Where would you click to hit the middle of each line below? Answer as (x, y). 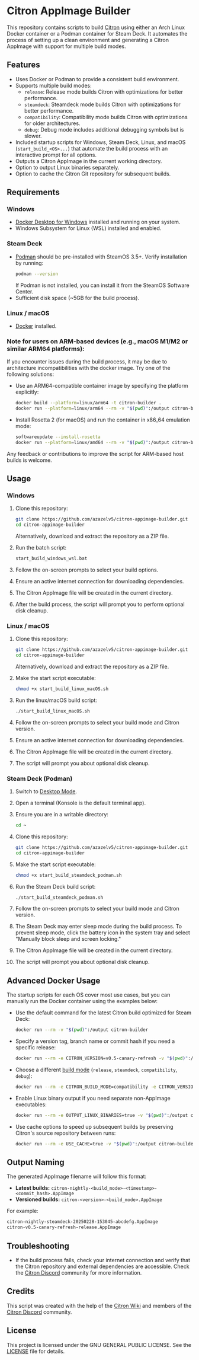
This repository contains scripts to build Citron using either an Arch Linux (96, 27)
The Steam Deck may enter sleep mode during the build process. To (99, 927)
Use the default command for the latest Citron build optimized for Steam (103, 1013)
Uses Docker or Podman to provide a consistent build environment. (97, 79)
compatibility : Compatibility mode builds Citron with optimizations (106, 117)
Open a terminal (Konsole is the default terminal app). (81, 803)
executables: (31, 1104)
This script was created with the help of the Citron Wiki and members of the (99, 1305)
